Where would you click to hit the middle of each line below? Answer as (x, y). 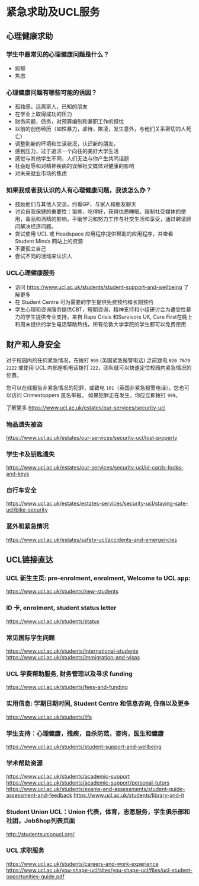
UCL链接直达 (30, 560)
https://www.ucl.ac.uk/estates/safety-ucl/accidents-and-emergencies (92, 539)
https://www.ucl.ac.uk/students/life (49, 717)
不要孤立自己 (30, 249)
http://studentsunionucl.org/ (41, 834)
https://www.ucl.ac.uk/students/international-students (72, 651)
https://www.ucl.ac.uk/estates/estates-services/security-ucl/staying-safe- (97, 504)
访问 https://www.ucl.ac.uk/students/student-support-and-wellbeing (98, 287)
